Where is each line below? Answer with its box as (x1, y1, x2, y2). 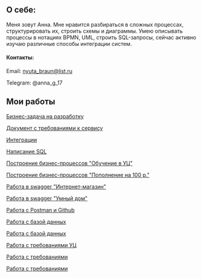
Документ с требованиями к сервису (6, 124, 104, 132)
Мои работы (6, 97, 55, 107)
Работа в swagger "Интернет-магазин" (6, 183, 107, 190)
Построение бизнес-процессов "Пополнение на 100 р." (6, 171, 150, 178)
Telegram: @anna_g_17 (6, 79, 63, 86)
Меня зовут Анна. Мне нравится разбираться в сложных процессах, (6, 21, 184, 28)
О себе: (6, 5, 36, 15)
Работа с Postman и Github (6, 206, 75, 213)
